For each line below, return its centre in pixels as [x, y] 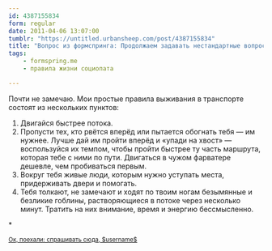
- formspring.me [51, 62]
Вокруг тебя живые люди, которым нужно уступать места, [122, 174]
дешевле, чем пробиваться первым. [83, 166]
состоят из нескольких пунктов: [64, 107]
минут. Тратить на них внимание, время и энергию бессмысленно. [137, 209]
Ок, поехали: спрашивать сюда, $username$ [73, 240]
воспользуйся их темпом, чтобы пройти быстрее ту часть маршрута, [140, 149]
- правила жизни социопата [68, 69]
